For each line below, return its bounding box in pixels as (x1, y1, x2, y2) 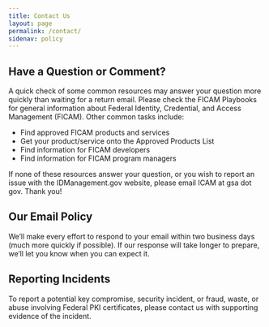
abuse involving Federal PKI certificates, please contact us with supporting (8, 302, 258, 312)
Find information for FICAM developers (19, 145, 151, 155)
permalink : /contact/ (8, 27, 82, 35)
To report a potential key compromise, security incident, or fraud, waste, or (8, 294, 259, 303)
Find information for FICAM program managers (19, 153, 177, 163)
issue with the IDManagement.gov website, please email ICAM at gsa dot (8, 178, 252, 187)
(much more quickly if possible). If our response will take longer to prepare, (8, 240, 260, 250)
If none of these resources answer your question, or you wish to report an (8, 170, 255, 179)
